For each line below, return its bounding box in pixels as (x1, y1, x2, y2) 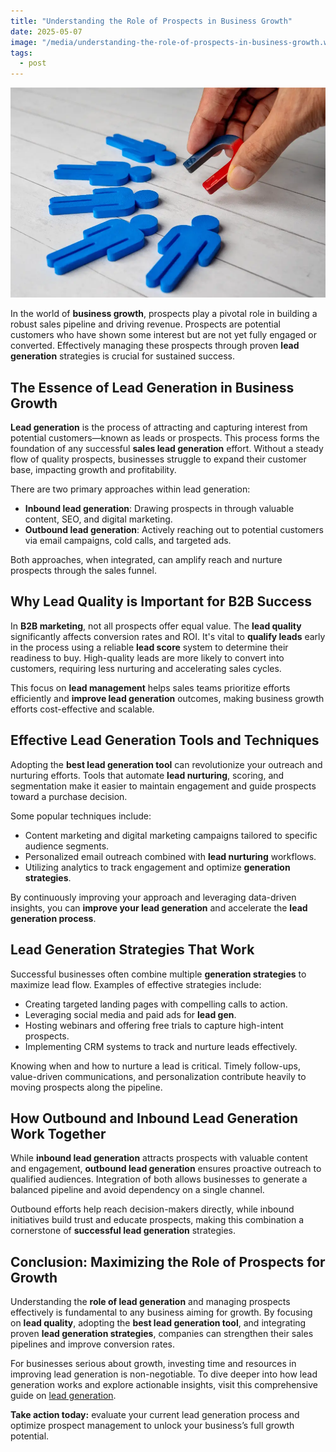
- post (19, 58, 47, 69)
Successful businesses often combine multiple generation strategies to (10, 968, 307, 980)
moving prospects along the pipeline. (10, 1081, 163, 1093)
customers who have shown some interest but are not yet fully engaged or (10, 329, 317, 341)
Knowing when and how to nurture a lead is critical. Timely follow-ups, (10, 1060, 301, 1072)
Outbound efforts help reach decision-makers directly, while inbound (10, 1203, 295, 1215)
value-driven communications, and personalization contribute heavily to (10, 1070, 307, 1082)
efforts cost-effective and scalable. (10, 703, 155, 715)
